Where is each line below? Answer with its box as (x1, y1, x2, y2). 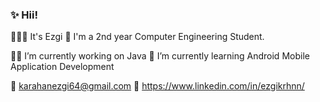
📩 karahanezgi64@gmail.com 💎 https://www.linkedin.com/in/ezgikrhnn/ (10, 80, 305, 92)
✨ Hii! (10, 8, 38, 22)
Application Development (10, 61, 115, 73)
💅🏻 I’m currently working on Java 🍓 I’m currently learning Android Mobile (10, 50, 310, 62)
